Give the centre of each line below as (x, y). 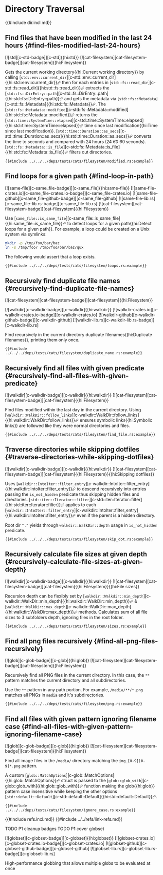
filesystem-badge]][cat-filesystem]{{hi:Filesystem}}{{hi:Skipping (70, 474)
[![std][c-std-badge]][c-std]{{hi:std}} (42, 57)
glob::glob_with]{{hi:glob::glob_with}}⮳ (44, 786)
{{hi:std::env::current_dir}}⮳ (33, 82)
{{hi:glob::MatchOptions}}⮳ (33, 781)
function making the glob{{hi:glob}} (119, 786)
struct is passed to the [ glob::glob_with (101, 781)
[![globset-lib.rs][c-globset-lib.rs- (124, 849)
